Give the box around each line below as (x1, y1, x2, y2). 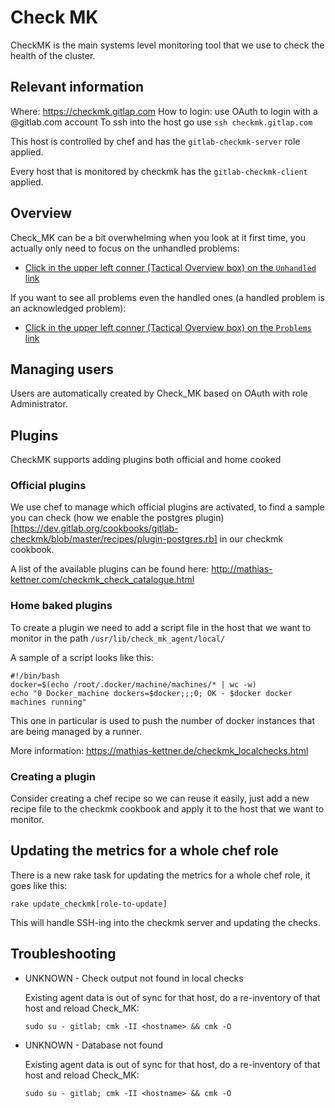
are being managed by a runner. (10, 725, 143, 737)
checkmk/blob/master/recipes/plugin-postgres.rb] (10, 533, 218, 545)
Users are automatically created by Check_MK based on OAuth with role (10, 387, 308, 400)
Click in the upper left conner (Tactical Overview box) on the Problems (24, 321, 312, 333)
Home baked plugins (10, 599, 113, 613)
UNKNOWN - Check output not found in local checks (24, 972, 244, 984)
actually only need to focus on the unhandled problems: (10, 242, 240, 254)
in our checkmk (219, 533, 284, 545)
